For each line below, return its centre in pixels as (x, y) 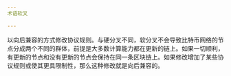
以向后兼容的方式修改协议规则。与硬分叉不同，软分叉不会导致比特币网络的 (112, 40)
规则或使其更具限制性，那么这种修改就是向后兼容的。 (88, 65)
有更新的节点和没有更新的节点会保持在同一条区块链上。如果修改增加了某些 (112, 57)
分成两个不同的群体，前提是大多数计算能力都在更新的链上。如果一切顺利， (118, 48)
